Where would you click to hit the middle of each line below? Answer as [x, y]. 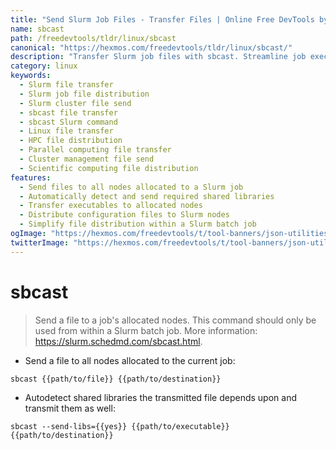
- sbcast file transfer [68, 112]
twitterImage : [40, 242]
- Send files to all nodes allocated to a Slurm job [131, 187]
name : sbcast [37, 29]
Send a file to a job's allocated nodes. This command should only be [175, 320]
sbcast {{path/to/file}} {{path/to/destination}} [116, 379]
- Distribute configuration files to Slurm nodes [124, 215]
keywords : [31, 76]
